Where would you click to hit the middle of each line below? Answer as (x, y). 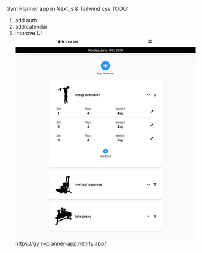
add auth (26, 20)
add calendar (31, 27)
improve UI (29, 33)
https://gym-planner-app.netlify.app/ (60, 244)
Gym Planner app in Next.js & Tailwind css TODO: (67, 9)
